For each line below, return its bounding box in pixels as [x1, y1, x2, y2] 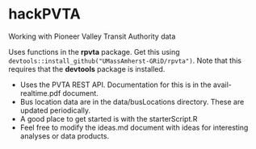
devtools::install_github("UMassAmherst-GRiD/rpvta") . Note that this [8, 56, 242, 65]
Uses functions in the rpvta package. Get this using [8, 47, 180, 56]
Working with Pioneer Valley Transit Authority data [8, 31, 176, 41]
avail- [212, 80, 233, 89]
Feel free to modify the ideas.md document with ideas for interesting [19, 122, 249, 132]
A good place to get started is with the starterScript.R [19, 114, 198, 123]
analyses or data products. [19, 130, 110, 141]
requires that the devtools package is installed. [8, 64, 166, 73]
